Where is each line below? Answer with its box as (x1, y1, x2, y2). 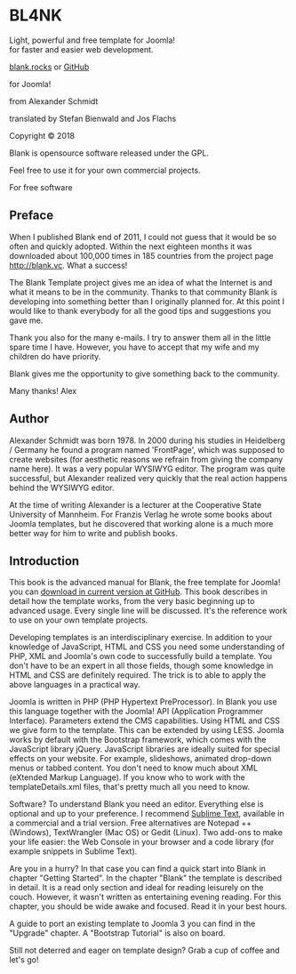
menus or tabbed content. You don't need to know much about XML (9, 762, 259, 774)
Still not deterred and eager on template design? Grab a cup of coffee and (9, 945, 280, 956)
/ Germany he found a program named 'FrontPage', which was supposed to (9, 444, 285, 455)
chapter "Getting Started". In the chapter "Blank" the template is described (9, 873, 283, 883)
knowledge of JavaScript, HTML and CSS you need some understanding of (9, 641, 285, 652)
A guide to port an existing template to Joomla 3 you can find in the (9, 918, 256, 930)
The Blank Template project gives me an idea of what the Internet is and (9, 277, 273, 287)
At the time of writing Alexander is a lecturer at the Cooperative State (9, 499, 262, 510)
